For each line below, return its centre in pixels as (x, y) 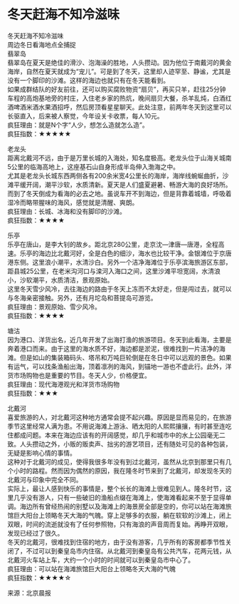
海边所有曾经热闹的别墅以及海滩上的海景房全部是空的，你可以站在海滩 (122, 506)
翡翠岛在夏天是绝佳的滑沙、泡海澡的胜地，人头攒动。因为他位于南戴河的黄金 (119, 62)
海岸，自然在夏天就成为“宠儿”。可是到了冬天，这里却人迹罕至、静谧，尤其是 (119, 71)
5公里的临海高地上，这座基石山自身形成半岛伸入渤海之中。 (94, 167)
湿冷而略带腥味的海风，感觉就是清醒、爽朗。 (73, 202)
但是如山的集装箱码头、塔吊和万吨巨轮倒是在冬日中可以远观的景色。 (119, 357)
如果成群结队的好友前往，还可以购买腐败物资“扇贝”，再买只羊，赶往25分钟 (117, 89)
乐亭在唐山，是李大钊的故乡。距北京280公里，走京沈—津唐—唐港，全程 (113, 244)
